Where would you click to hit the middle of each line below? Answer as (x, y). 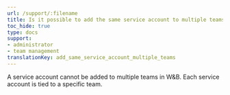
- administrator (30, 45)
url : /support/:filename (42, 13)
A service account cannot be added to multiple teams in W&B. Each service (114, 77)
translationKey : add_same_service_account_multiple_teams (91, 58)
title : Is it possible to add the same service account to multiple (107, 20)
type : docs (23, 32)
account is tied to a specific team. (55, 84)
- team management (33, 52)
